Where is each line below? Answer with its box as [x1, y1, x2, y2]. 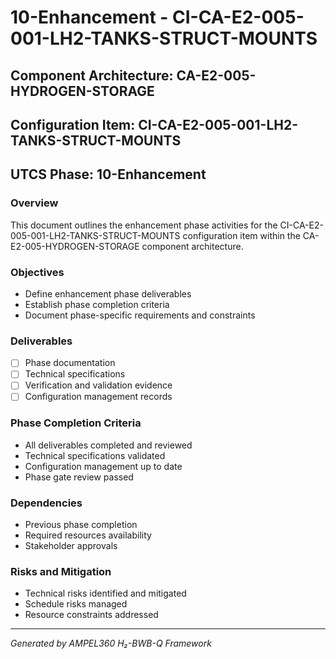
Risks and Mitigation [10, 565, 112, 579]
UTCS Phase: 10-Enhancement [10, 166, 207, 183]
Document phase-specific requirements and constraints [24, 309, 256, 321]
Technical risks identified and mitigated [24, 587, 187, 600]
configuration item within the [182, 229, 301, 241]
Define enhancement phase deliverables [24, 287, 192, 300]
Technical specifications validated [24, 449, 166, 461]
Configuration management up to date [24, 460, 183, 472]
